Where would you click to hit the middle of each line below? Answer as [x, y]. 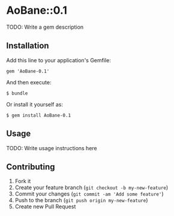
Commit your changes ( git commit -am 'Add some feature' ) [89, 194]
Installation [28, 46]
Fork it [23, 181]
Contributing [31, 167]
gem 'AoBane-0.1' [28, 71]
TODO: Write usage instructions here [52, 148]
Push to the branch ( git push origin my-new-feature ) [81, 200]
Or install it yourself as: [34, 104]
